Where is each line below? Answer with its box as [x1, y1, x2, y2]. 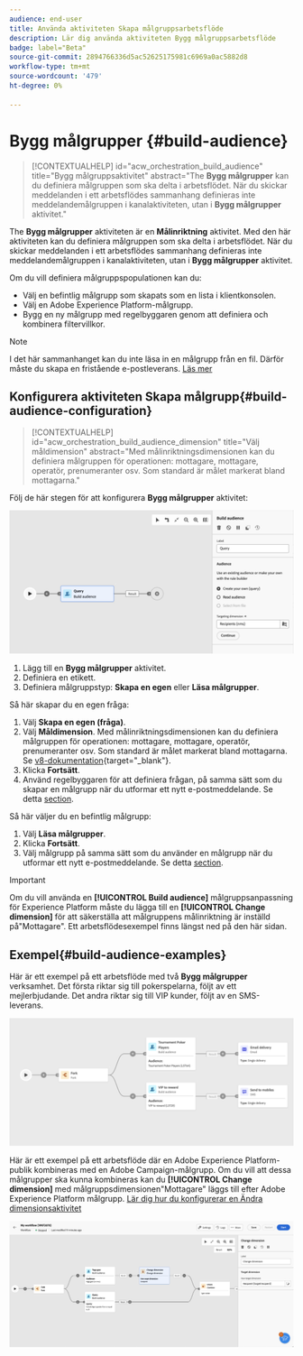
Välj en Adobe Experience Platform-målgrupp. [22, 299, 194, 310]
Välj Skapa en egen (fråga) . [22, 717, 126, 728]
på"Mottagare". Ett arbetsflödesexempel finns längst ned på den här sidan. [9, 921, 287, 932]
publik [9, 1164, 32, 1175]
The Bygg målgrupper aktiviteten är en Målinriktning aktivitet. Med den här [9, 226, 291, 236]
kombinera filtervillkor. [22, 318, 106, 329]
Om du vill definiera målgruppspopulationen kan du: [9, 272, 202, 283]
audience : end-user [9, 14, 83, 23]
